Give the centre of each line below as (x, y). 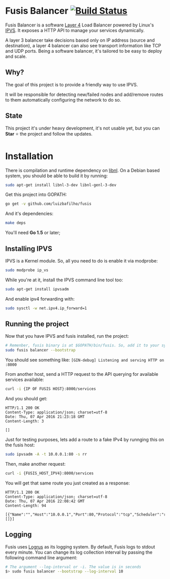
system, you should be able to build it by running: (56, 176)
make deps (16, 223)
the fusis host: (20, 445)
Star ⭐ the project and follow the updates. (49, 134)
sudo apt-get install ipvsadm (37, 289)
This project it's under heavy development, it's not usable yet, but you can (83, 128)
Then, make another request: (35, 464)
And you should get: (26, 398)
